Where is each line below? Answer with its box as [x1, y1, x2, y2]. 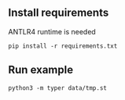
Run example [8, 63, 73, 77]
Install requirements [8, 6, 109, 20]
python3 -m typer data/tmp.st [8, 84, 108, 92]
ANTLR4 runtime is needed [8, 27, 96, 36]
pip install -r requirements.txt [8, 42, 118, 50]
